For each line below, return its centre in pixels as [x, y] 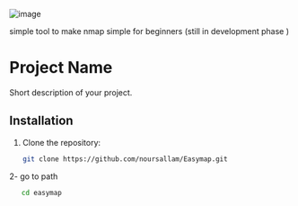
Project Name [61, 68]
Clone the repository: [61, 142]
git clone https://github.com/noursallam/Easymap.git [125, 159]
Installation [41, 121]
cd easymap [42, 193]
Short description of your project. [71, 92]
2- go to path [34, 176]
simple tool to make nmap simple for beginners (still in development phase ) [149, 31]
